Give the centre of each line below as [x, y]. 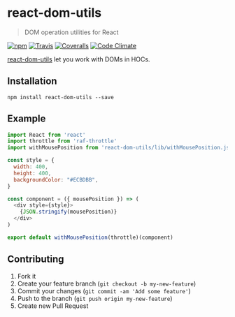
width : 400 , [31, 167]
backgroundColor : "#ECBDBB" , [56, 179]
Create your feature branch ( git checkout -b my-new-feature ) [107, 283]
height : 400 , [33, 173]
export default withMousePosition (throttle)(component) [90, 237]
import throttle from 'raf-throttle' [62, 141]
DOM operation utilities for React [71, 32]
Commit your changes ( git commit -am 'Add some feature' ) [104, 290]
